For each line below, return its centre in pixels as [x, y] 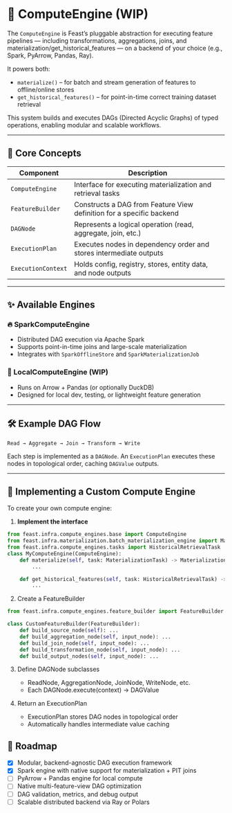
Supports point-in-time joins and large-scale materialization [102, 347]
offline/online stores [46, 89]
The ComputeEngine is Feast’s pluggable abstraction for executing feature [110, 33]
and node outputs [103, 273]
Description [148, 172]
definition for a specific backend [126, 213]
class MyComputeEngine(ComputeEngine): [65, 553]
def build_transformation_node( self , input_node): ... [100, 650]
